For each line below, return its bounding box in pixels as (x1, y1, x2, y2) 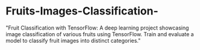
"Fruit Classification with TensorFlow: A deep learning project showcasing (5, 24, 189, 31)
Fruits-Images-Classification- (5, 4, 158, 18)
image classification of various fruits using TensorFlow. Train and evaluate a (5, 30, 194, 37)
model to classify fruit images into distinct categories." (5, 37, 141, 44)
